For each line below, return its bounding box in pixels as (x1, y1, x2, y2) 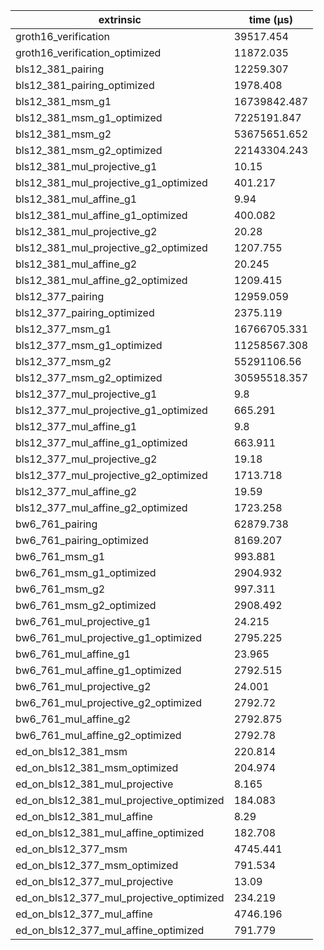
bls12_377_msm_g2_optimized (15, 371, 163, 384)
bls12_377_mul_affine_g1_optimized (15, 436, 188, 449)
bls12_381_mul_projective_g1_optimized (15, 176, 208, 189)
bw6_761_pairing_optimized (15, 534, 149, 547)
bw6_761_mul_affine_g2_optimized (15, 729, 182, 742)
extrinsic (98, 13, 142, 26)
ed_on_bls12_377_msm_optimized (15, 859, 179, 872)
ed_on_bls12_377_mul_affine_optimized (15, 924, 205, 937)
